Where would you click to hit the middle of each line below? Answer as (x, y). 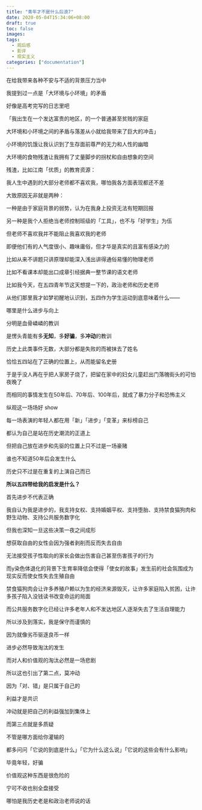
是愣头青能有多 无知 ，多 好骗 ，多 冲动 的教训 (59, 336)
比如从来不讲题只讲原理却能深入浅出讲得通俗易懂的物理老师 (80, 259)
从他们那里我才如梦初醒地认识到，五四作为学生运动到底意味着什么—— (93, 297)
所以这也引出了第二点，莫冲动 (43, 673)
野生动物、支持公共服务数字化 (43, 517)
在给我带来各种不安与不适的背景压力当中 (56, 80)
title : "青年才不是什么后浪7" (40, 12)
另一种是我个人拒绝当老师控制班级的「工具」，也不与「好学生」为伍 (89, 221)
